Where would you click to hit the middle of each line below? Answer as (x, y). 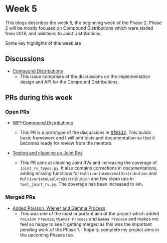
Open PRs (18, 112)
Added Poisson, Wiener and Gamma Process (59, 208)
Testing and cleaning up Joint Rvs (47, 153)
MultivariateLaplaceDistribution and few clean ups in (77, 179)
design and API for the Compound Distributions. (69, 82)
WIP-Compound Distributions (43, 123)
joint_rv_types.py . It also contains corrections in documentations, (89, 168)
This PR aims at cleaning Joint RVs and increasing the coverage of (88, 163)
